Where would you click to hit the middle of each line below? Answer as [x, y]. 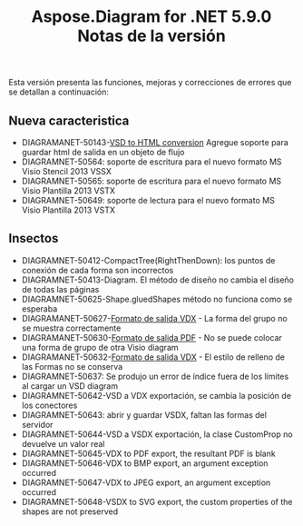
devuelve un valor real [63, 443]
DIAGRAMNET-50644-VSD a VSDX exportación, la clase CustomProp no [157, 434]
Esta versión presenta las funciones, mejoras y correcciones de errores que [150, 83]
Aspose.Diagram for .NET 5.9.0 [151, 17]
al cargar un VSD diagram [70, 386]
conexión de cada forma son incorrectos [98, 270]
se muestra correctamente [71, 328]
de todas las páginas [60, 289]
